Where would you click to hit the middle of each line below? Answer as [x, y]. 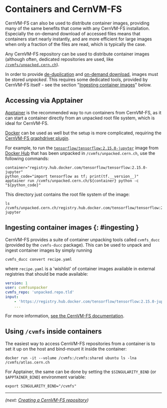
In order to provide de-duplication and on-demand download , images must [82, 74]
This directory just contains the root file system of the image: [68, 194]
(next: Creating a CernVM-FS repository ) [47, 400]
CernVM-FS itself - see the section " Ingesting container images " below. [78, 85]
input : [12, 297]
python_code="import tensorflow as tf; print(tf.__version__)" [72, 176]
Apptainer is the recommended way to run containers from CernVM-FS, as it [83, 112]
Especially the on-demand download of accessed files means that [73, 33]
